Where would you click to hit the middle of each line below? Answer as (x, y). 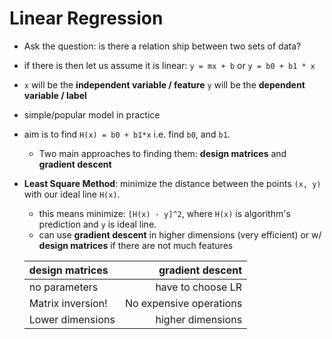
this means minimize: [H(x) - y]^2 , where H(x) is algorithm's (164, 213)
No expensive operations (183, 303)
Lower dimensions (72, 319)
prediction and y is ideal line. (97, 224)
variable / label (55, 95)
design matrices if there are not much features (136, 245)
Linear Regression (86, 18)
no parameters (63, 287)
